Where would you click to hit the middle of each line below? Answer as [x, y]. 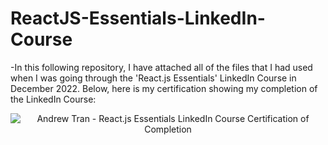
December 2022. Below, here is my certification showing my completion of [164, 88]
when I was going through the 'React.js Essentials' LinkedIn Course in [153, 78]
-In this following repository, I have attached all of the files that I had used [161, 67]
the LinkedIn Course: [53, 99]
